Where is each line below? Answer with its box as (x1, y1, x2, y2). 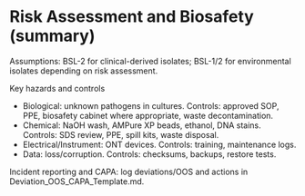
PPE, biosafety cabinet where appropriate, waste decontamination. (22, 110, 274, 121)
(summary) (9, 25, 96, 46)
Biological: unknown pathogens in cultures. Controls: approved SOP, (22, 100, 280, 111)
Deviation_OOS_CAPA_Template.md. (9, 175, 145, 187)
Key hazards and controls (9, 83, 106, 93)
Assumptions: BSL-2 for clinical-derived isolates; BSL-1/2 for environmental (9, 55, 291, 66)
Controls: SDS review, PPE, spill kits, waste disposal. (22, 129, 219, 140)
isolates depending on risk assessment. (9, 65, 158, 76)
